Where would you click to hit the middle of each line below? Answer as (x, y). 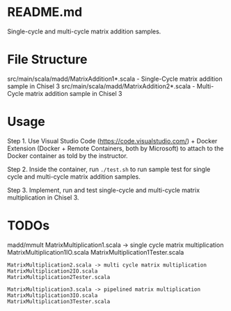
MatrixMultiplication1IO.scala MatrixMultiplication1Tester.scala (96, 252)
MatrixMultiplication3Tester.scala (59, 301)
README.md (45, 12)
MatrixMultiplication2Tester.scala (59, 277)
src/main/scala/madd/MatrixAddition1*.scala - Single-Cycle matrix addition (115, 79)
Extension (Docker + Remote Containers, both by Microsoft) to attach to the (115, 148)
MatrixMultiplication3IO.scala (53, 295)
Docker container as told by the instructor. (67, 155)
